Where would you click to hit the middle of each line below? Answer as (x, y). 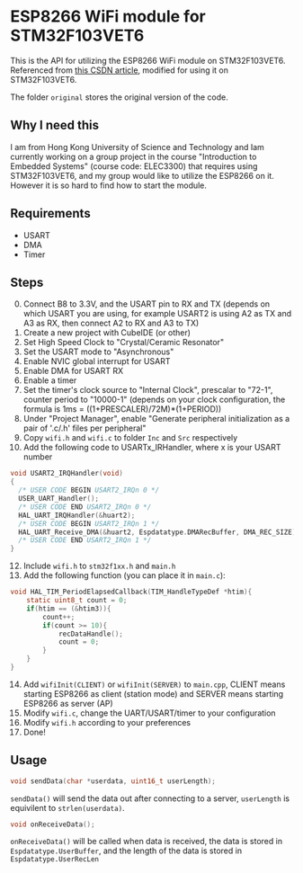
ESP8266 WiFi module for (108, 17)
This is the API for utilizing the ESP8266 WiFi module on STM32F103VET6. (148, 60)
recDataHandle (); (91, 634)
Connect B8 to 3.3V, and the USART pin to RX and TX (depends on (147, 304)
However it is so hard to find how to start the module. (109, 185)
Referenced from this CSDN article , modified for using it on (119, 70)
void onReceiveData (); (53, 824)
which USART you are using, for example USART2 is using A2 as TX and (157, 314)
